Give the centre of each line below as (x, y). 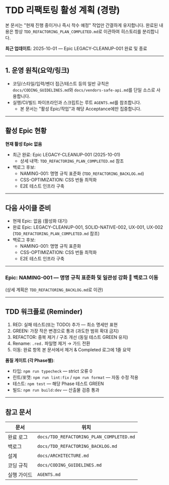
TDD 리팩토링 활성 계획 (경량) (63, 10)
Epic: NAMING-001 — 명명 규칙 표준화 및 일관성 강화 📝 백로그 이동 (82, 278)
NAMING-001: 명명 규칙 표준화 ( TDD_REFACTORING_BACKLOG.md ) (82, 173)
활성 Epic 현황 (26, 131)
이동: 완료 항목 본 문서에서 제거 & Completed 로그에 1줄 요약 (71, 350)
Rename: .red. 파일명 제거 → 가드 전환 (51, 344)
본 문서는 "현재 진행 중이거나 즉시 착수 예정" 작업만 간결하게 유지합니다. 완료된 (82, 25)
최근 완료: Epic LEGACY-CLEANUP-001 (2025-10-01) (66, 154)
